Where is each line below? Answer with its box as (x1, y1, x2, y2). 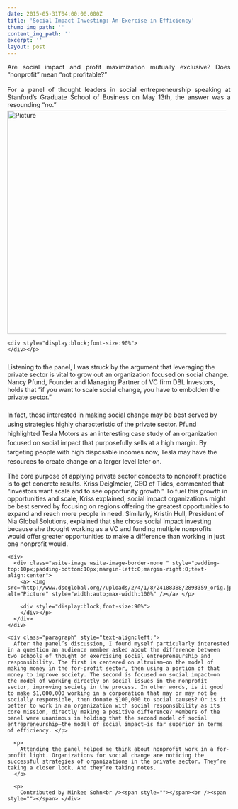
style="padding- (172, 559, 220, 567)
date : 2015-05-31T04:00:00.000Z (7, 10, 103, 18)
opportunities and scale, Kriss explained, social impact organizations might (7, 494, 226, 503)
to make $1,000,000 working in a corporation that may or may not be (7, 690, 217, 697)
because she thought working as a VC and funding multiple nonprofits (7, 525, 212, 532)
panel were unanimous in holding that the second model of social (7, 715, 208, 722)
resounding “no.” (7, 101, 57, 108)
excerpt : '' (7, 37, 42, 44)
